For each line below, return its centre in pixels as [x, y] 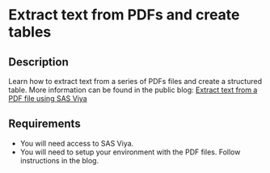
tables [30, 32]
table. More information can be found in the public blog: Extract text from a [133, 90]
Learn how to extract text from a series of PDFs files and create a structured [135, 81]
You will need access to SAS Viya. [77, 143]
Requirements [44, 124]
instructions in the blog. [59, 160]
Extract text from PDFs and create [124, 15]
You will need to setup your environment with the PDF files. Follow [130, 152]
